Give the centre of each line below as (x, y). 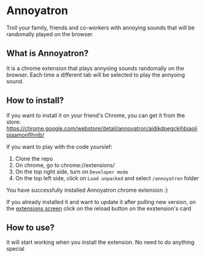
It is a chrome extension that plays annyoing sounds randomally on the (95, 68)
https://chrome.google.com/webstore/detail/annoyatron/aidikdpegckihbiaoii (102, 128)
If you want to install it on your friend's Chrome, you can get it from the (96, 115)
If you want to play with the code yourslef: (59, 146)
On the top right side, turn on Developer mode (72, 172)
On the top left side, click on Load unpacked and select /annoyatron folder (107, 178)
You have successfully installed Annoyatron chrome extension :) (87, 190)
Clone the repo (34, 158)
